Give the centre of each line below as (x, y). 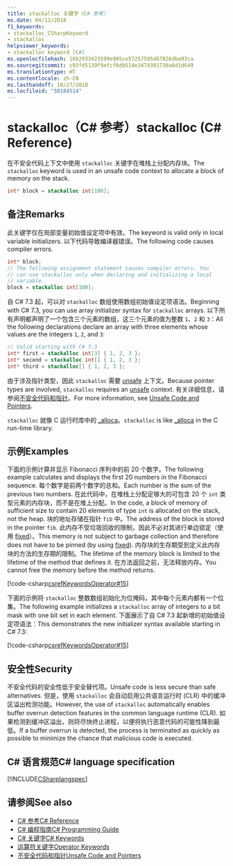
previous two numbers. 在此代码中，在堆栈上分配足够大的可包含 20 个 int (113, 494)
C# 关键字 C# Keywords (51, 838)
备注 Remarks (36, 214)
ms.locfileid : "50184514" (44, 91)
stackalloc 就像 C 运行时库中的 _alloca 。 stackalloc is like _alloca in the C (113, 420)
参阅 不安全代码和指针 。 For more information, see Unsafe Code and (103, 398)
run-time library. (30, 427)
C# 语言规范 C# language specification (91, 762)
